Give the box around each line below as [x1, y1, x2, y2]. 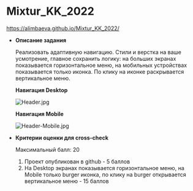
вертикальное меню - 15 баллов [24, 177, 109, 185]
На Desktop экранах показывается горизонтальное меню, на [24, 164, 185, 171]
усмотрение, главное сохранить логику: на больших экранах [15, 55, 176, 62]
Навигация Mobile [15, 110, 64, 117]
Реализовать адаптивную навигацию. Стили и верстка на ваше [15, 48, 182, 56]
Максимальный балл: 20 [15, 146, 80, 153]
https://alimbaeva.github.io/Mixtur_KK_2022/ [6, 25, 119, 32]
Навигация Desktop [15, 86, 68, 93]
